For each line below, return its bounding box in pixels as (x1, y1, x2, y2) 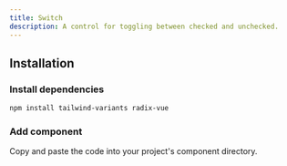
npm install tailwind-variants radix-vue (9, 104, 169, 113)
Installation (9, 56, 75, 71)
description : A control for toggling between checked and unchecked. (9, 22, 280, 31)
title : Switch (9, 13, 64, 23)
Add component (9, 125, 83, 138)
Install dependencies (9, 83, 105, 96)
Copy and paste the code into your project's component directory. (9, 146, 258, 157)
